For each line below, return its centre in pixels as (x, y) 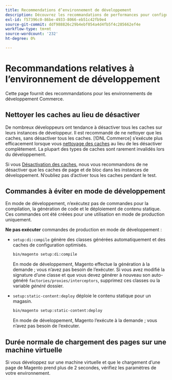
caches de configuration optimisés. (50, 245)
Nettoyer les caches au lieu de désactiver (73, 115)
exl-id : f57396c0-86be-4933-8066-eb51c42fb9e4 (56, 19)
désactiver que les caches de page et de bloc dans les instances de (77, 170)
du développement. (26, 154)
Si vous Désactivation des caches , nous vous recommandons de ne (77, 164)
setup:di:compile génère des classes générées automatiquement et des (89, 240)
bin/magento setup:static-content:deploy (57, 311)
